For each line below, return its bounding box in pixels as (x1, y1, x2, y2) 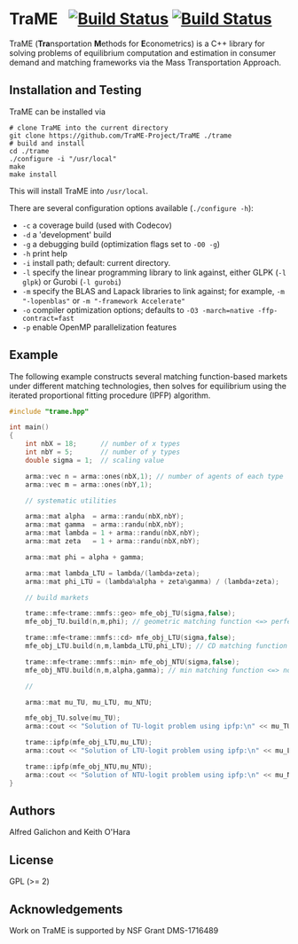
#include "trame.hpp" (9, 407, 90, 416)
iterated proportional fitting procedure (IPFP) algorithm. (9, 390, 211, 401)
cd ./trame (9, 146, 50, 155)
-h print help (21, 248, 68, 259)
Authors (9, 803, 56, 818)
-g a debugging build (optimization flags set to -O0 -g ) (21, 238, 220, 249)
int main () (9, 423, 50, 432)
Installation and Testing (9, 82, 142, 98)
